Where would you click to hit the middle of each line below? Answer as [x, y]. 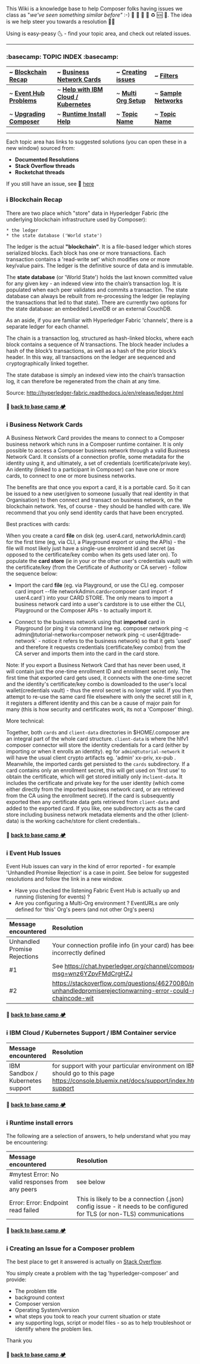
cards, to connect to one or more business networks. [71, 476]
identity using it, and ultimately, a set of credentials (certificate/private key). [99, 463]
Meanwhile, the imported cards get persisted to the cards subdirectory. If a [98, 764]
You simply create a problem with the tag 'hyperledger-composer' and [93, 1274]
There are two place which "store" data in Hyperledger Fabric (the [87, 213]
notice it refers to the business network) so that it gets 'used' [117, 641]
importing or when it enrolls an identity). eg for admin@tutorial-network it [96, 752]
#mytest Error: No [34, 1175]
